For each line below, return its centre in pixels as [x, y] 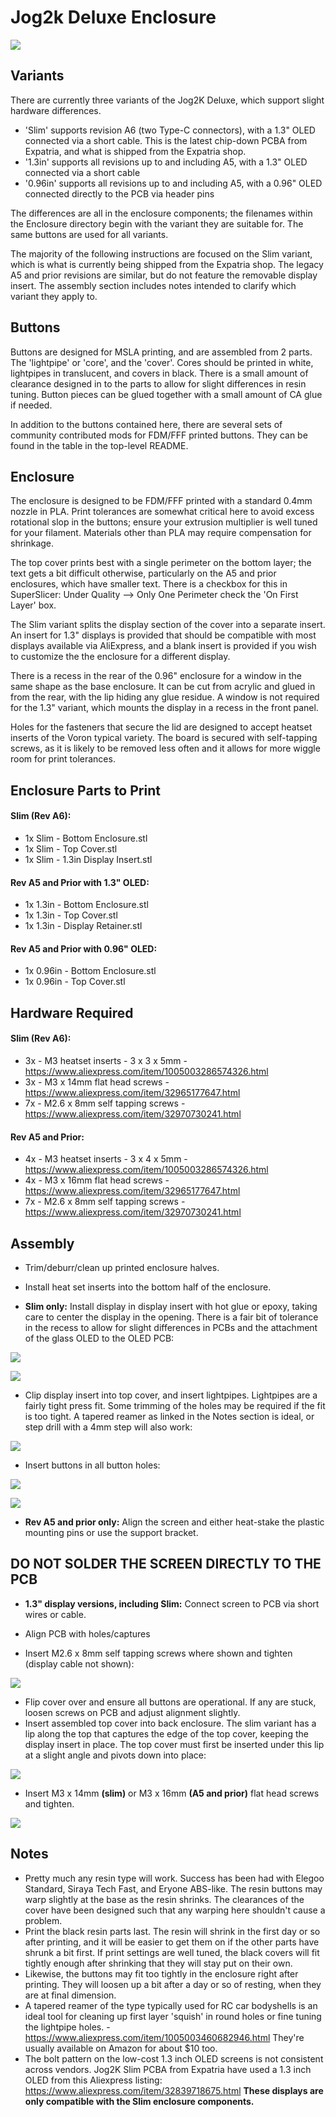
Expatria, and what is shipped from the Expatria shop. [135, 151]
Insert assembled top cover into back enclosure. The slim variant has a [170, 1723]
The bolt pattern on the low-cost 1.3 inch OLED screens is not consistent [174, 2058]
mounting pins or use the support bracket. [111, 1532]
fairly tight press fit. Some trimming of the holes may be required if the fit [175, 1405]
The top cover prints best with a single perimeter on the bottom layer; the [161, 563]
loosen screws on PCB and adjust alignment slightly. [132, 1712]
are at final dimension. [70, 1995]
